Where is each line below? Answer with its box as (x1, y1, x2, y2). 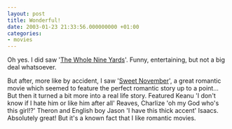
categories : (7, 29, 42, 37)
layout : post (7, 10, 46, 18)
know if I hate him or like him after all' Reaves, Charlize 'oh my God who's (7, 99, 219, 107)
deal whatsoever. (7, 63, 57, 72)
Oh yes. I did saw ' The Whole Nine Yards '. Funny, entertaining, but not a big (7, 55, 226, 64)
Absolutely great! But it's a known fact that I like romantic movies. (7, 114, 196, 123)
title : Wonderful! (7, 17, 61, 24)
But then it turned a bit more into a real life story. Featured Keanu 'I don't (7, 92, 216, 100)
